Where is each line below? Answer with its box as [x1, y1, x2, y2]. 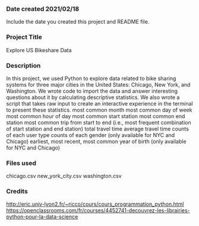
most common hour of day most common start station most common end [6, 112, 185, 120]
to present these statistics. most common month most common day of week [6, 106, 192, 113]
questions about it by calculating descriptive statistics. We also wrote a [6, 94, 180, 101]
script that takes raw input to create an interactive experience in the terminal [6, 100, 193, 107]
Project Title [6, 33, 43, 42]
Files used [6, 159, 37, 167]
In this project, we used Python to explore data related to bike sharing [6, 75, 176, 82]
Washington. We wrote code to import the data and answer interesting [6, 87, 178, 94]
